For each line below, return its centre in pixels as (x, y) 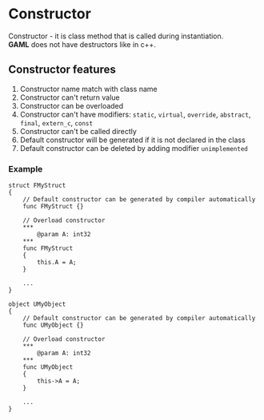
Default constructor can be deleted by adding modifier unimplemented (134, 148)
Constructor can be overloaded (72, 105)
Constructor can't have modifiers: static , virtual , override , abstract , (135, 114)
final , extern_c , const (56, 123)
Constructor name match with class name (88, 89)
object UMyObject (37, 304)
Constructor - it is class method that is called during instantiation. (116, 36)
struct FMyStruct (37, 186)
